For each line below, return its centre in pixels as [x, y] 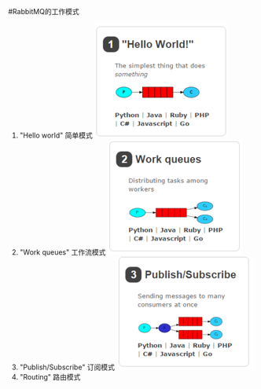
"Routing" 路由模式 [50, 377]
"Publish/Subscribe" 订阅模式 [67, 367]
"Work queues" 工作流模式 [62, 252]
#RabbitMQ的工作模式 [44, 11]
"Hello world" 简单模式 [56, 135]
